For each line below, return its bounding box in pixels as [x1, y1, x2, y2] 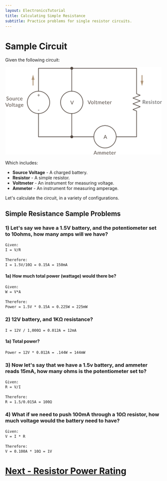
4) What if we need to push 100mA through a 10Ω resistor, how [5, 411, 160, 418]
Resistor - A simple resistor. [12, 175, 70, 181]
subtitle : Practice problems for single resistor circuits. [5, 18, 133, 23]
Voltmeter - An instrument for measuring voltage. [12, 180, 114, 186]
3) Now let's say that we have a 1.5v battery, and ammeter [5, 361, 148, 368]
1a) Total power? [5, 338, 40, 344]
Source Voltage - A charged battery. [12, 170, 88, 176]
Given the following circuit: [5, 57, 60, 63]
